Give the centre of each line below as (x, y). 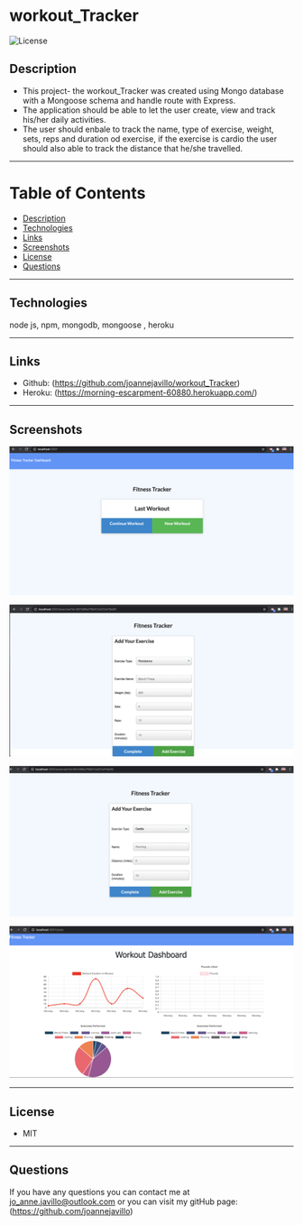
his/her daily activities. (64, 119)
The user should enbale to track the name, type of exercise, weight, (148, 129)
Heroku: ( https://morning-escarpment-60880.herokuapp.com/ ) (140, 392)
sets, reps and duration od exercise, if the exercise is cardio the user (150, 138)
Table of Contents (78, 193)
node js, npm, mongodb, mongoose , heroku (92, 325)
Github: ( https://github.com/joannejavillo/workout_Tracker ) (131, 383)
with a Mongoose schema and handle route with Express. (129, 100)
